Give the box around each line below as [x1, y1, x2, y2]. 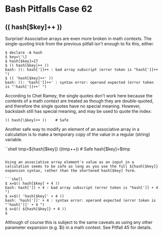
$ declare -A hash [5, 50, 42, 55]
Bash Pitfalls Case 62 [5, 3, 93, 15]
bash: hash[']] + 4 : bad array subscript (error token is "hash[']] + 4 [5, 185, 159, 190]
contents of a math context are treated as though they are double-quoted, [5, 98, 154, 104]
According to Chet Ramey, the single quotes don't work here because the [5, 93, 153, 98]
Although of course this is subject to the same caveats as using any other [5, 219, 153, 225]
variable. [5, 137, 23, 142]
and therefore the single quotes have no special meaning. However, [5, 103, 141, 109]
